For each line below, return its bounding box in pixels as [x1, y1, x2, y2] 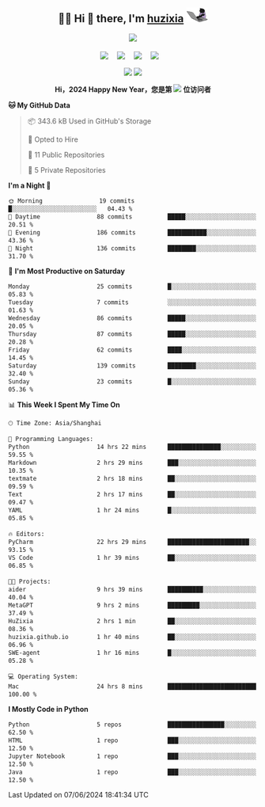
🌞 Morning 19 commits [8, 196, 135, 205]
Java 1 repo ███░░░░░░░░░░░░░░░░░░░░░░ [8, 768, 257, 776]
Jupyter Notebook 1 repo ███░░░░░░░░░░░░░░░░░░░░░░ [8, 752, 257, 760]
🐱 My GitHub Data [8, 100, 71, 110]
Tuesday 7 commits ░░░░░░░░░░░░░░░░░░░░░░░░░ [8, 298, 257, 306]
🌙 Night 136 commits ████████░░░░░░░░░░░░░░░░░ [8, 244, 257, 253]
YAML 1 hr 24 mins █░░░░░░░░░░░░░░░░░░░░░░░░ [8, 506, 257, 514]
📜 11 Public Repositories [27, 150, 105, 159]
